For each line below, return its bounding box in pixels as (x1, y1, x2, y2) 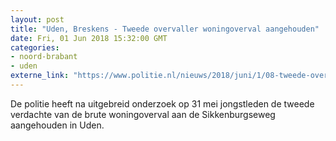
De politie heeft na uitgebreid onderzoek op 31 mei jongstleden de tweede (10, 97, 315, 110)
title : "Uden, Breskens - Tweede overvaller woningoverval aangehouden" (10, 24, 320, 34)
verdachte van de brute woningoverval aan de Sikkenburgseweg (10, 108, 276, 120)
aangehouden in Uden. (10, 119, 105, 131)
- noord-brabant (10, 52, 78, 62)
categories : (10, 42, 60, 53)
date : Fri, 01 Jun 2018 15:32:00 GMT (10, 33, 168, 43)
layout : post (10, 14, 65, 25)
